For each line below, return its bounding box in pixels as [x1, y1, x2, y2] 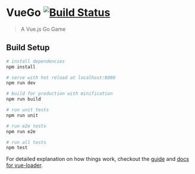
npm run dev [6, 80, 36, 86]
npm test [6, 145, 28, 151]
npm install [6, 64, 36, 70]
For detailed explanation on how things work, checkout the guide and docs [6, 156, 189, 163]
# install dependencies [6, 58, 65, 65]
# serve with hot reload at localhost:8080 [6, 75, 116, 80]
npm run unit [6, 112, 39, 118]
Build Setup [6, 43, 50, 53]
